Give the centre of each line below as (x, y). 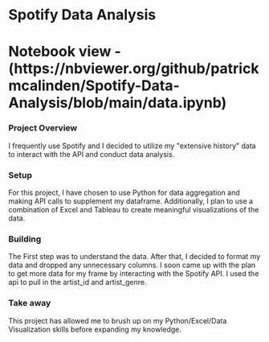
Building (25, 239)
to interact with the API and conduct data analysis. (92, 154)
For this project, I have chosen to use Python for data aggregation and (124, 192)
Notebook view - (65, 52)
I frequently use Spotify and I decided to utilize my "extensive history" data (132, 146)
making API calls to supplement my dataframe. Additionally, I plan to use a (131, 201)
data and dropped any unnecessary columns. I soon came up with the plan (132, 265)
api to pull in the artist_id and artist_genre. (77, 282)
